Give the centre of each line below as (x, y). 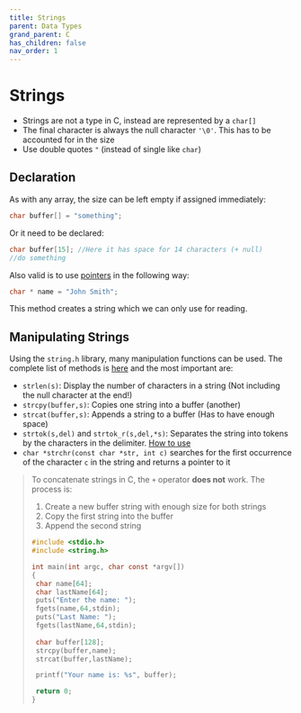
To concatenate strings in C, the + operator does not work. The (148, 480)
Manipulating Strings (70, 337)
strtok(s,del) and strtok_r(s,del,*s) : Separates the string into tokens (155, 434)
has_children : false (48, 43)
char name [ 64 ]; (64, 583)
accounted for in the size (68, 140)
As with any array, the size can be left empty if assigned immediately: (138, 199)
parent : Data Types (46, 26)
